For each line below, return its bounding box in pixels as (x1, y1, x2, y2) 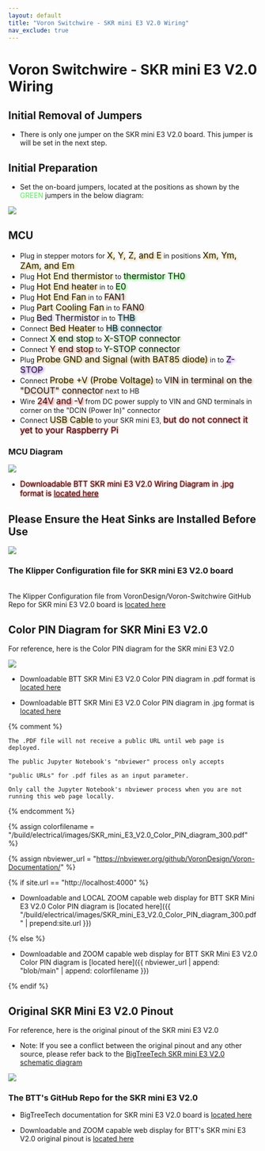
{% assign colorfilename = (8, 822, 95, 832)
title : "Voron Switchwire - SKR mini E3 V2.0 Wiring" (8, 19, 190, 27)
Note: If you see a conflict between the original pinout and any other (19, 1041, 243, 1050)
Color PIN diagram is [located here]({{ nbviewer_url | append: (19, 958, 220, 967)
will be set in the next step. (19, 138, 108, 147)
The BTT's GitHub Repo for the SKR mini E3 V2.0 (8, 1092, 199, 1103)
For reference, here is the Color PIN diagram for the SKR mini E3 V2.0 (8, 644, 235, 654)
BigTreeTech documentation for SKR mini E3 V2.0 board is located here (19, 1111, 252, 1120)
